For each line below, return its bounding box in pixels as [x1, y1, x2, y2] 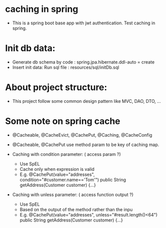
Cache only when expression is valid [19, 166, 95, 172]
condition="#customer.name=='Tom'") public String [19, 176, 126, 182]
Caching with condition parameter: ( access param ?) [12, 151, 121, 157]
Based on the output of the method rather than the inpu [19, 206, 133, 212]
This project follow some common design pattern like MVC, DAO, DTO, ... [12, 98, 161, 104]
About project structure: [5, 82, 108, 93]
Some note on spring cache [5, 116, 120, 127]
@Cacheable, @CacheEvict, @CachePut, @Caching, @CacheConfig [12, 132, 153, 138]
